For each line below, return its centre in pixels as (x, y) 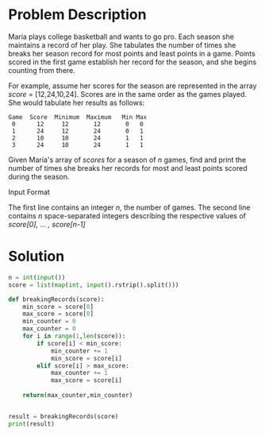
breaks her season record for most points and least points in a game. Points (132, 53)
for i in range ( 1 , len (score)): (74, 336)
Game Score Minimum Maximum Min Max (78, 117)
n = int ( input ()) (37, 277)
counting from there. (42, 70)
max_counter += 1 (79, 373)
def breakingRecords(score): (56, 299)
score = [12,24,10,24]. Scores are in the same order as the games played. (128, 94)
